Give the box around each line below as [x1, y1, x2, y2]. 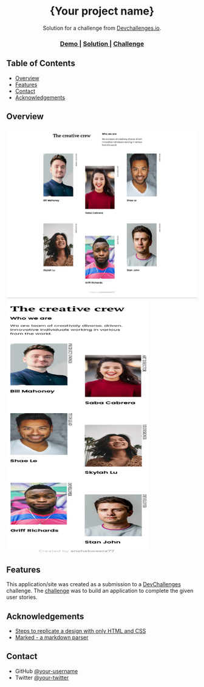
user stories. [6, 593, 38, 601]
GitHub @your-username [15, 667, 78, 675]
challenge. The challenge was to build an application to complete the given [6, 587, 194, 595]
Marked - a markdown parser [15, 634, 89, 641]
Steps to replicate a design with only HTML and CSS [15, 627, 146, 634]
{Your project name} [49, 4, 155, 18]
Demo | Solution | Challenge [59, 39, 144, 48]
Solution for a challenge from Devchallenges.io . [42, 24, 161, 32]
